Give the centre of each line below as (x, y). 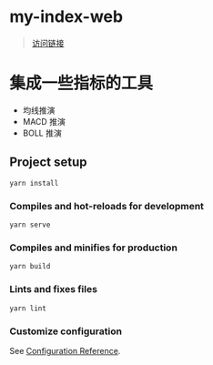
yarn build (30, 267)
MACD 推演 (44, 121)
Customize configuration (66, 331)
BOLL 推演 (42, 133)
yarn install (34, 183)
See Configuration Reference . (65, 350)
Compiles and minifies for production (93, 248)
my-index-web (66, 17)
